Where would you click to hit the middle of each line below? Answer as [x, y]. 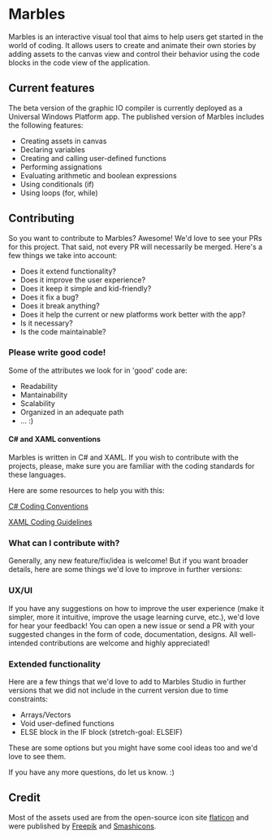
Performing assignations [61, 167]
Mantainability [44, 395]
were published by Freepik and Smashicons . [82, 826]
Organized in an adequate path [72, 412]
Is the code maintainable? [63, 331]
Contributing [41, 218]
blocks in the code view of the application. [79, 63]
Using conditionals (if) [57, 184]
